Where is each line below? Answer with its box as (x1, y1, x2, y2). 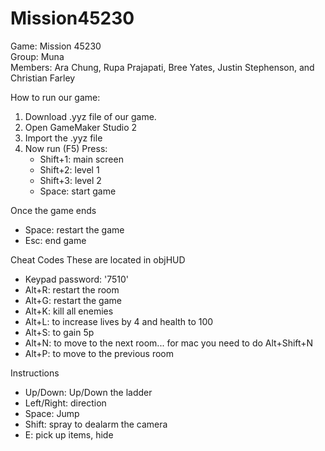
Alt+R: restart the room (24, 283, 120, 296)
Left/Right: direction (24, 397, 107, 409)
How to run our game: (10, 91, 101, 103)
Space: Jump (24, 407, 80, 419)
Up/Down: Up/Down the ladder (24, 386, 153, 398)
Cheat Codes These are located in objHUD (10, 253, 186, 266)
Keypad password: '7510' (24, 273, 130, 285)
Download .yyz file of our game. (24, 110, 157, 122)
